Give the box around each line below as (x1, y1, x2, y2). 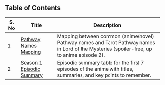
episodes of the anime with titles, (57, 65, 134, 72)
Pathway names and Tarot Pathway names (57, 39, 156, 46)
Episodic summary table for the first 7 (57, 59, 144, 66)
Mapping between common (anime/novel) (57, 33, 154, 40)
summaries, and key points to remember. (57, 71, 151, 78)
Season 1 (20, 59, 43, 66)
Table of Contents (5, 4, 61, 12)
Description (93, 22, 122, 28)
